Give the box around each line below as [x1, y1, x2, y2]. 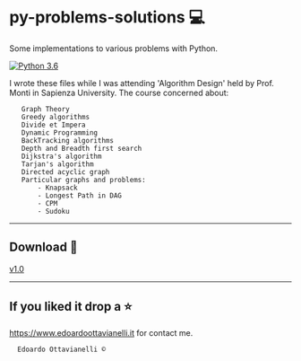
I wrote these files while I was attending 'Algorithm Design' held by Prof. [9, 77, 275, 88]
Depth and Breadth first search [21, 144, 142, 153]
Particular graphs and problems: [21, 175, 146, 184]
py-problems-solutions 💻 [9, 7, 206, 28]
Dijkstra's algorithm [21, 152, 102, 161]
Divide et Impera [21, 120, 87, 129]
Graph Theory [21, 104, 70, 113]
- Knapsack [37, 183, 78, 192]
